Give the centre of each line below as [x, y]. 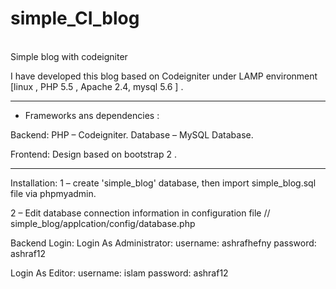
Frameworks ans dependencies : [92, 115]
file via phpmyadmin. [53, 193]
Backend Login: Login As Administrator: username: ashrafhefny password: [163, 243]
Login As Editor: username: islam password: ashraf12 [119, 273]
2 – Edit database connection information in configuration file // [140, 213]
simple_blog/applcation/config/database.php [103, 223]
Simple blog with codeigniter [69, 56]
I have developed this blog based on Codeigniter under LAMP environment [164, 76]
